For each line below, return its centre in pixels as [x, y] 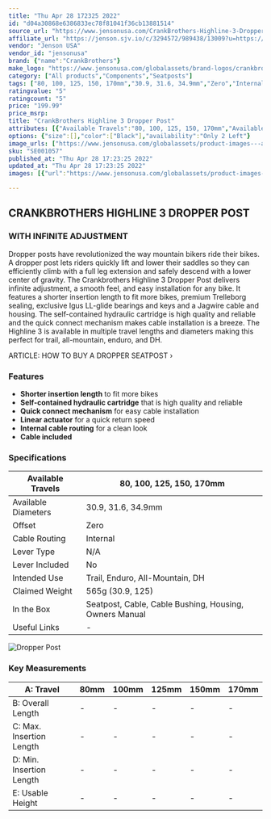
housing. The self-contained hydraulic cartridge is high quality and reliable [132, 314]
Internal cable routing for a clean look [83, 428]
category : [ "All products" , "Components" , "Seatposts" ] [101, 76]
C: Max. [27, 726]
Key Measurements [48, 669]
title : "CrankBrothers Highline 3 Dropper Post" [92, 121]
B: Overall [31, 703]
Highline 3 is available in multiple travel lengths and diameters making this [131, 331]
